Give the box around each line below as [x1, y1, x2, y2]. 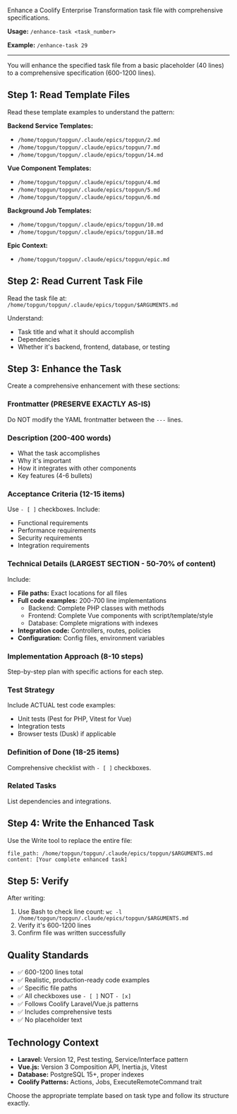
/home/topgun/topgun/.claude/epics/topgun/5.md [17, 186, 160, 193]
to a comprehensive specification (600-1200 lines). [7, 68, 157, 77]
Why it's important [17, 457, 72, 465]
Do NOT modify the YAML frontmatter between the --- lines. [7, 415, 183, 424]
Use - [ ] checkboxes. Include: [7, 505, 100, 514]
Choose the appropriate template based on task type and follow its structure [7, 1091, 229, 1100]
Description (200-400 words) [7, 433, 111, 443]
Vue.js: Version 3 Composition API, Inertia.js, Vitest [17, 1062, 168, 1072]
